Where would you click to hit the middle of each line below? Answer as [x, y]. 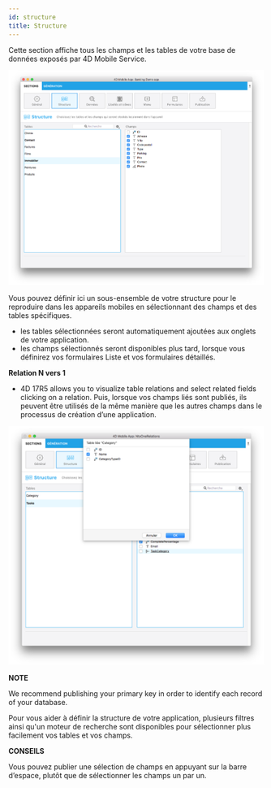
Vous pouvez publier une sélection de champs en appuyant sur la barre [128, 766]
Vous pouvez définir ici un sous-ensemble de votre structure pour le [123, 298]
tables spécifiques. [40, 316]
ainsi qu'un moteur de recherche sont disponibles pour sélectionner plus [130, 726]
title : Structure [38, 26]
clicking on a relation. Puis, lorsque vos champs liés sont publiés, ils [133, 398]
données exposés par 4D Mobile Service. [77, 59]
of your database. [38, 702]
